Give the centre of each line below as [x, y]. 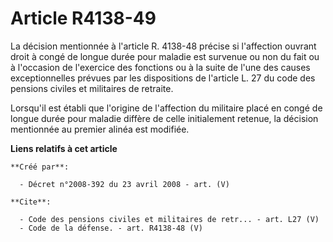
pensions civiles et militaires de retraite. [92, 88]
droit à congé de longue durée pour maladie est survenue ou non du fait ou [165, 56]
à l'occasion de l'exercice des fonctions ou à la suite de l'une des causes [160, 67]
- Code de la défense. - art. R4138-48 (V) [111, 228]
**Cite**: [31, 202]
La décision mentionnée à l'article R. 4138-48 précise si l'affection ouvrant [163, 46]
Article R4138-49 [83, 18]
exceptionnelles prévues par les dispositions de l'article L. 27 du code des [163, 78]
